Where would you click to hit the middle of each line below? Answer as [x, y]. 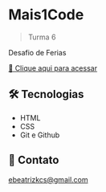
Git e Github [40, 135]
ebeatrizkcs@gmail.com [48, 179]
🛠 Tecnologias [46, 94]
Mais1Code [46, 15]
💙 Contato [34, 160]
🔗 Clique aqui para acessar [53, 68]
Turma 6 [42, 37]
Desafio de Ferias [37, 52]
